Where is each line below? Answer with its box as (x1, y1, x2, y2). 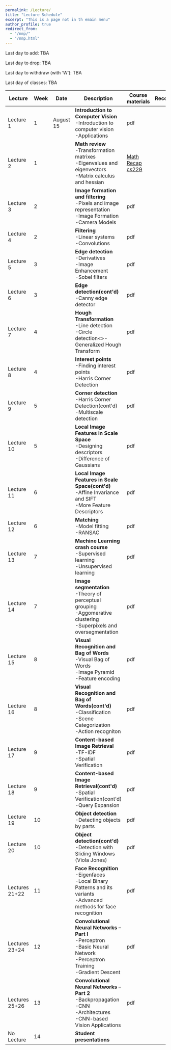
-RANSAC (75, 529, 100, 536)
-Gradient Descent (75, 968, 121, 976)
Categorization (75, 721, 110, 728)
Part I (75, 930, 89, 937)
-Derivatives (75, 254, 106, 261)
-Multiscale (75, 408, 103, 415)
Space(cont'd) (75, 482, 111, 489)
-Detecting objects (75, 816, 121, 823)
